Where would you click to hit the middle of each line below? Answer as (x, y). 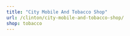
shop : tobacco (24, 23)
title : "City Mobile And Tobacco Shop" (57, 12)
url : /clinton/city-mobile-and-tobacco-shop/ (65, 18)
